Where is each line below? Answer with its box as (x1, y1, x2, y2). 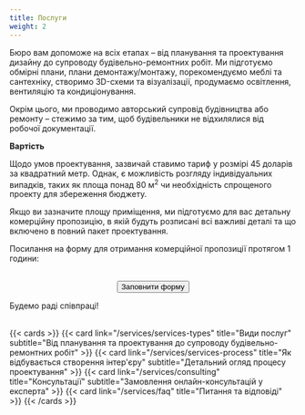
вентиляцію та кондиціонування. (9, 86, 137, 97)
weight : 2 (9, 22, 47, 31)
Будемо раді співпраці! (9, 300, 99, 311)
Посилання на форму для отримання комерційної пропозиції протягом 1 (9, 244, 291, 254)
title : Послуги (9, 13, 67, 23)
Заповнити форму (121, 282, 185, 292)
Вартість (9, 140, 45, 151)
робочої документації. (9, 122, 97, 133)
